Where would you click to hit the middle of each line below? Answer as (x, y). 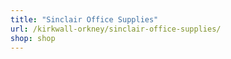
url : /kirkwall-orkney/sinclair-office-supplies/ (116, 29)
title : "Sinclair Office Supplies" (84, 19)
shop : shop (33, 38)
